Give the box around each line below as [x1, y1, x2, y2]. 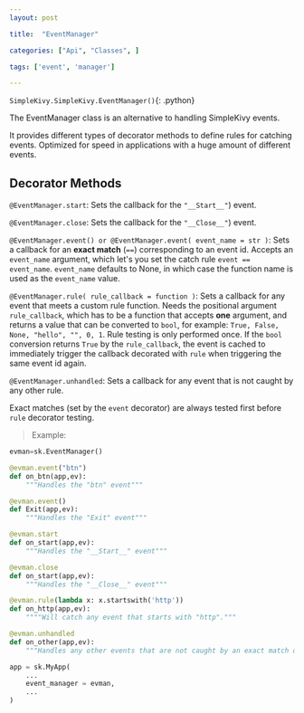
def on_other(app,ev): [9, 637, 95, 647]
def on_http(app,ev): [9, 604, 91, 613]
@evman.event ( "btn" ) [9, 463, 88, 472]
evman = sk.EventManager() [9, 447, 103, 457]
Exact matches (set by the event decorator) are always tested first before [9, 403, 282, 414]
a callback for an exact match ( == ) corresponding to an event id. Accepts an [9, 244, 294, 255]
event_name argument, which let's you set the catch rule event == [9, 254, 251, 265]
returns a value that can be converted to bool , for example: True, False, [9, 319, 280, 330]
